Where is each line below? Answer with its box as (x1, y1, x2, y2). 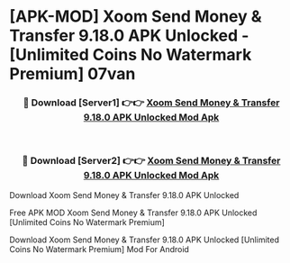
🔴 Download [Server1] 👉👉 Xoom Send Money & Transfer (23, 96, 280, 109)
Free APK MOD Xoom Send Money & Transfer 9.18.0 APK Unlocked (9, 207, 258, 218)
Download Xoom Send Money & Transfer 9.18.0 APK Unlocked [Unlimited (9, 234, 279, 245)
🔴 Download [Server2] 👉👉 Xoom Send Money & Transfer (22, 155, 281, 168)
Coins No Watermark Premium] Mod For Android (9, 243, 189, 254)
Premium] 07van (9, 64, 136, 85)
